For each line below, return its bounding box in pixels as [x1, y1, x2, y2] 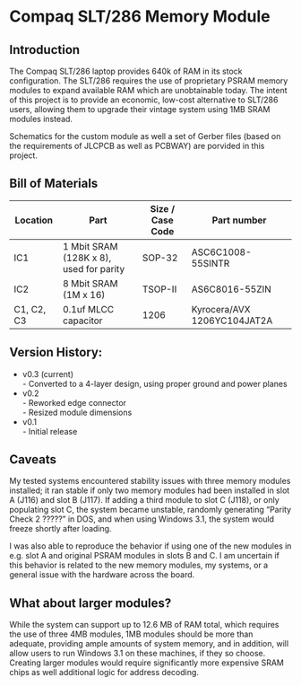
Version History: [9, 345, 103, 360]
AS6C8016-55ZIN [191, 283, 271, 295]
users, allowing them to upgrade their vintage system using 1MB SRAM [9, 104, 271, 114]
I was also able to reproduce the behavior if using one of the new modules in [9, 541, 292, 551]
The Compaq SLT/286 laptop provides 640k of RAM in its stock [9, 66, 243, 76]
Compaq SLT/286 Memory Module [9, 6, 271, 27]
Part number [211, 214, 267, 226]
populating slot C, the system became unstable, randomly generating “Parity [9, 505, 292, 515]
